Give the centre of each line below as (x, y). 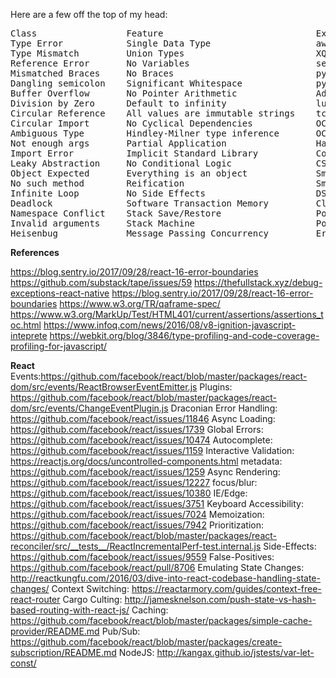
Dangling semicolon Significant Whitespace (126, 83)
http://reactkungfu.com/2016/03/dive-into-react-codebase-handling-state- (165, 578)
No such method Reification (97, 183)
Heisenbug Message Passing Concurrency (140, 233)
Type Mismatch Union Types (97, 53)
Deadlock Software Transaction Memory (140, 203)
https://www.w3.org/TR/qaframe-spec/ (140, 303)
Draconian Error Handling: (224, 408)
